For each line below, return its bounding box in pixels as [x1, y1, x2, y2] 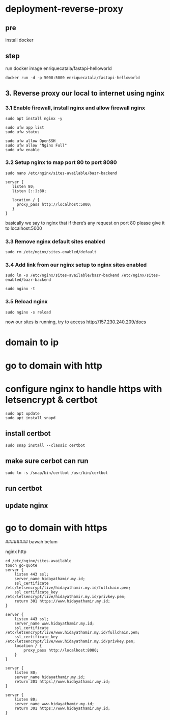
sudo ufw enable [5, 147, 40, 152]
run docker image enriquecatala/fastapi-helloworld [5, 65, 112, 71]
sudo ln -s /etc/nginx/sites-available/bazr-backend [5, 273, 120, 278]
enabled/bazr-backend [5, 277, 51, 282]
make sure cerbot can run [5, 457, 89, 465]
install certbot [5, 429, 51, 438]
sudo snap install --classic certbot [5, 443, 86, 448]
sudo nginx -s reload [5, 309, 51, 315]
